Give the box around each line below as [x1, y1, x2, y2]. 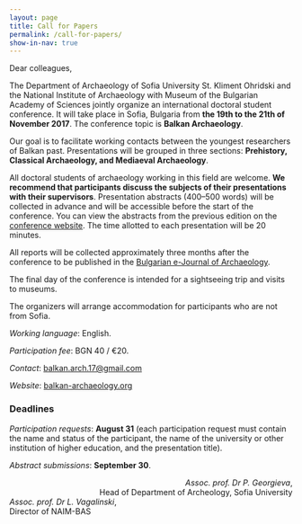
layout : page [9, 13, 58, 22]
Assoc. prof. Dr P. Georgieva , [185, 477, 293, 488]
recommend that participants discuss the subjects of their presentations [9, 182, 287, 193]
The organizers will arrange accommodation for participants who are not [9, 301, 279, 312]
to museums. [9, 284, 58, 295]
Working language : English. [9, 328, 111, 339]
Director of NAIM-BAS [9, 505, 92, 517]
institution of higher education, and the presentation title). [9, 442, 223, 453]
